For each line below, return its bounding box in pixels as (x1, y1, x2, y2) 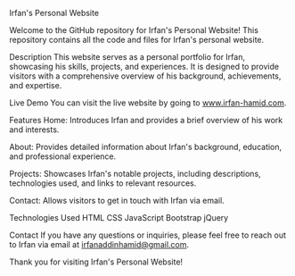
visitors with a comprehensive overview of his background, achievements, (9, 71, 282, 81)
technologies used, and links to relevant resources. (9, 178, 197, 188)
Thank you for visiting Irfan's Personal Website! (9, 256, 184, 267)
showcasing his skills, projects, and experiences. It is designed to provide (9, 62, 279, 71)
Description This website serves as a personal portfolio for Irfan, (9, 52, 245, 62)
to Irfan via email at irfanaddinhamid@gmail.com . (9, 239, 190, 249)
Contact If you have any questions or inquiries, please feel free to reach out (9, 230, 287, 240)
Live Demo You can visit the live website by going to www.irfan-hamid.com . (9, 97, 287, 108)
